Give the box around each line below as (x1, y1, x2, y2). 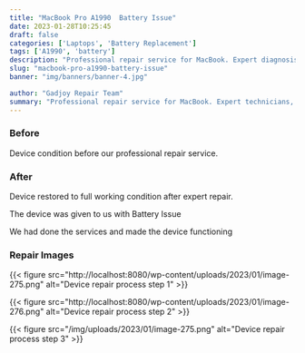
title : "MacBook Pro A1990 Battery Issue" (9, 13, 177, 23)
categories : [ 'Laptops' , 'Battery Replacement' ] (9, 38, 197, 48)
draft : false (9, 30, 59, 39)
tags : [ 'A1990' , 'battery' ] (9, 47, 116, 56)
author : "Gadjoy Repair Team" (9, 88, 124, 98)
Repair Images (9, 249, 74, 261)
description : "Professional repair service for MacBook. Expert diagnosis (9, 55, 299, 64)
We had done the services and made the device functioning (9, 226, 233, 237)
